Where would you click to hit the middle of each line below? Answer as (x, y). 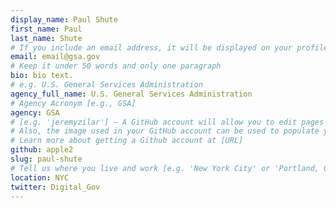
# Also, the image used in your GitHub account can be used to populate (165, 131)
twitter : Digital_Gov (55, 187)
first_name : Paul (46, 29)
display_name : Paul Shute (64, 19)
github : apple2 (42, 150)
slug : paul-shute (46, 159)
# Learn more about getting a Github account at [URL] (127, 141)
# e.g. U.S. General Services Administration (106, 85)
